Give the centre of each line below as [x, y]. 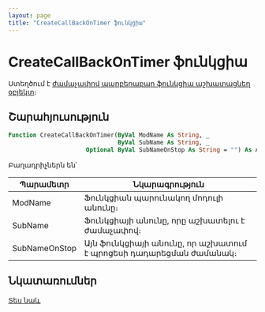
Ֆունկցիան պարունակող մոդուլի [153, 197]
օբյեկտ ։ [22, 92]
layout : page [30, 15]
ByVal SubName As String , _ [164, 143]
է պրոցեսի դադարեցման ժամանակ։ [160, 253]
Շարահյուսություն [59, 117]
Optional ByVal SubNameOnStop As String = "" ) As [169, 150]
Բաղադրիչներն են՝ [43, 165]
